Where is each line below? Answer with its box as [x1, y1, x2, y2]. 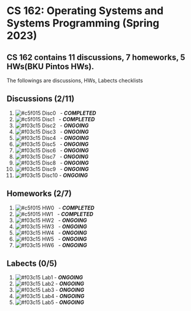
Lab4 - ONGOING [41, 293, 85, 300]
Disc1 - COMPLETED [41, 115, 95, 122]
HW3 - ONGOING [41, 223, 87, 230]
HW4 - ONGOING [41, 229, 87, 236]
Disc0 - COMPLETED [41, 110, 96, 117]
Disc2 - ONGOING [41, 122, 89, 129]
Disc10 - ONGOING [41, 172, 88, 179]
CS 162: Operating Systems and [6, 4, 164, 18]
